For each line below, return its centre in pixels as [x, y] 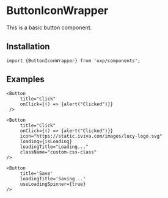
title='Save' [36, 173]
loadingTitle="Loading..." [54, 147]
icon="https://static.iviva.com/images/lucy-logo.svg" [91, 136]
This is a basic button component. [49, 27]
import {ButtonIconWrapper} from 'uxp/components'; [73, 61]
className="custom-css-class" [58, 152]
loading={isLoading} [46, 141]
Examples [25, 80]
